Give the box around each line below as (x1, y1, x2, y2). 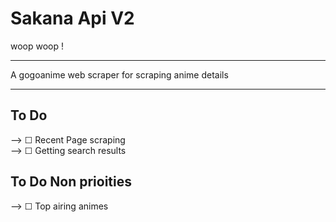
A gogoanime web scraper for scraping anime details (10, 68, 229, 81)
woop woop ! (10, 40, 65, 52)
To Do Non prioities (10, 173, 132, 191)
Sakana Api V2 (10, 7, 135, 30)
